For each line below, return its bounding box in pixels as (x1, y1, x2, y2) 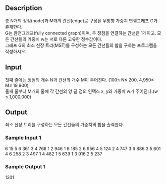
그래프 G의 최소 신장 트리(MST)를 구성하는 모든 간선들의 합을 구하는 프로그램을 (5, 42, 157, 48)
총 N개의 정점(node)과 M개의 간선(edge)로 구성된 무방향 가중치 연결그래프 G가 (5, 17, 158, 24)
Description (5, 4, 42, 12)
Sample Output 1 (5, 163, 46, 170)
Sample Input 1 (5, 134, 41, 141)
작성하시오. (5, 48, 27, 54)
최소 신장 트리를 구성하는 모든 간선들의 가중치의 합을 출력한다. (5, 122, 124, 128)
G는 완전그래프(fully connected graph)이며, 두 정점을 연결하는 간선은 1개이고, (5, 30, 156, 36)
